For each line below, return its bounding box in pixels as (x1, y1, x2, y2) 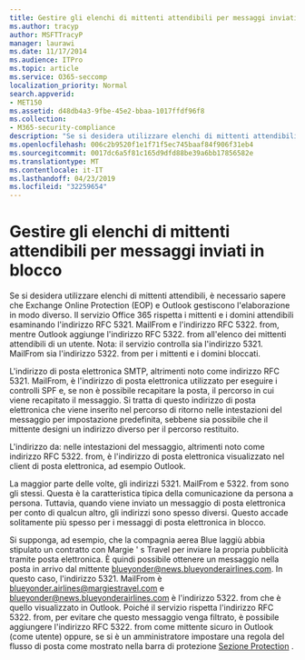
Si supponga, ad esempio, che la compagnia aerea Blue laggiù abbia (9, 535, 266, 545)
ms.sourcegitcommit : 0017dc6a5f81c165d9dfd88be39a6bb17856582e (9, 148, 254, 157)
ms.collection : (9, 115, 67, 124)
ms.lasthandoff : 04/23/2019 (9, 174, 116, 183)
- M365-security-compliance (9, 124, 116, 133)
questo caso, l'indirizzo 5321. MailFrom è (9, 574, 162, 585)
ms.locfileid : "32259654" (9, 183, 107, 192)
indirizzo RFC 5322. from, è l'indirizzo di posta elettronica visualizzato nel (9, 451, 285, 462)
